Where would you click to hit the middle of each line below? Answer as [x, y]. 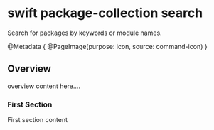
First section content [38, 120]
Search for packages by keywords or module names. [85, 33]
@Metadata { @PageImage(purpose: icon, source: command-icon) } [107, 46]
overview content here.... [44, 86]
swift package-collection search [105, 13]
